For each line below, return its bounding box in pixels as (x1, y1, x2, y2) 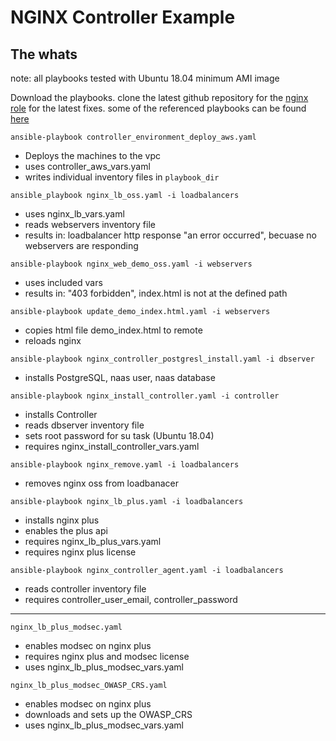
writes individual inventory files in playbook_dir (24, 171, 220, 183)
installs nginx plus (24, 514, 100, 526)
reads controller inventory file (24, 583, 147, 595)
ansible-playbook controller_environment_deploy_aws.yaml (10, 132, 257, 142)
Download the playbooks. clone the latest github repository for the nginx (10, 92, 309, 103)
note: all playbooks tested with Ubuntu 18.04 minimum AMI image (10, 72, 280, 84)
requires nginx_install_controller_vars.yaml (24, 441, 200, 452)
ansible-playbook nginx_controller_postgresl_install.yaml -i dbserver (10, 354, 315, 364)
